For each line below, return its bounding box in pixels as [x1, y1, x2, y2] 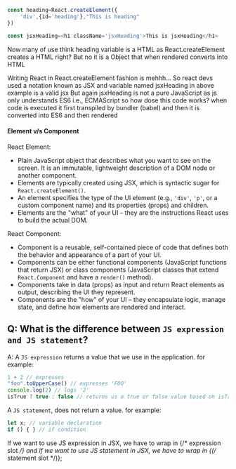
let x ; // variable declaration [7, 420, 102, 427]
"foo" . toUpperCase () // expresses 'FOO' [7, 380, 128, 388]
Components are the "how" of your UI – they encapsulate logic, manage [17, 295, 226, 303]
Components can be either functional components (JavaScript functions [17, 258, 227, 266]
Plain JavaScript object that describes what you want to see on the [17, 156, 211, 164]
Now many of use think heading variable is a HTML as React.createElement [7, 45, 225, 53]
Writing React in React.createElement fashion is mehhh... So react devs [7, 74, 213, 82]
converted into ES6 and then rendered [7, 111, 118, 119]
